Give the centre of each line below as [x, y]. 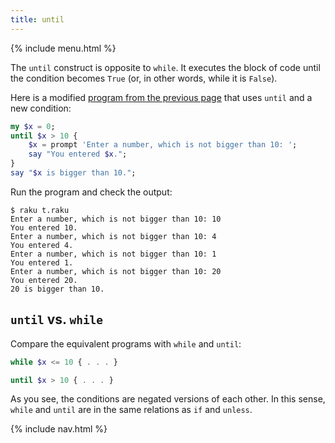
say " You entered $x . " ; [78, 154]
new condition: [41, 108]
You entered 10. [44, 227]
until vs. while [57, 319]
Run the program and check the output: [91, 192]
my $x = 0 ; [33, 126]
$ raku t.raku [40, 210]
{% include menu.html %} [63, 48]
